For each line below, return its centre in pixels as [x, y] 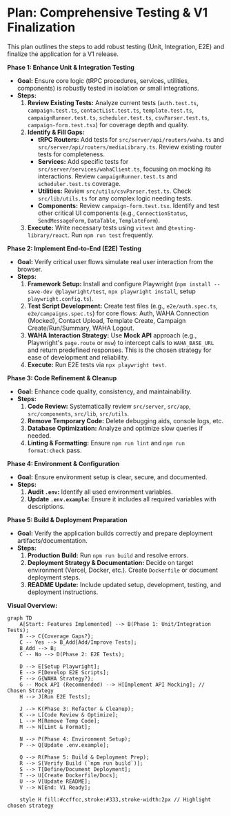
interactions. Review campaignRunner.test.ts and [108, 176]
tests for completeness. [71, 154]
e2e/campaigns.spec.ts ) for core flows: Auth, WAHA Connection [118, 313]
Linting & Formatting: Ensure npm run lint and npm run [106, 443]
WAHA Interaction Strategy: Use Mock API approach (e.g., [112, 335]
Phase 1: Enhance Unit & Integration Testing [71, 67]
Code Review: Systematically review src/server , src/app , [109, 406]
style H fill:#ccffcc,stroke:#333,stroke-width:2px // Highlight [115, 799]
